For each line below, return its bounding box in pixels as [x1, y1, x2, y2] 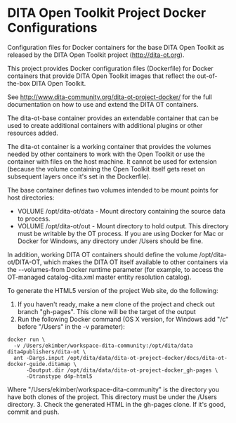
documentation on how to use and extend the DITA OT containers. [7, 100, 199, 108]
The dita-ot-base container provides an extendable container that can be [7, 114, 219, 122]
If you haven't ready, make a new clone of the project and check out [17, 300, 216, 308]
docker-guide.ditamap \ [7, 360, 77, 367]
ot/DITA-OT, [7, 258, 42, 266]
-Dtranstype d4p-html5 [25, 372, 93, 380]
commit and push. [7, 408, 60, 416]
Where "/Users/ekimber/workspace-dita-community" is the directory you [7, 385, 220, 393]
